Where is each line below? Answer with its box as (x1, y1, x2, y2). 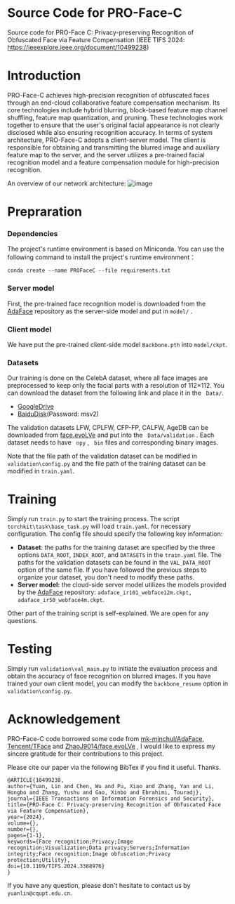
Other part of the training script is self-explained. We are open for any (7, 609, 209, 617)
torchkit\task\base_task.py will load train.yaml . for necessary (7, 522, 192, 531)
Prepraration (7, 204, 83, 220)
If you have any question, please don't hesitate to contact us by (7, 882, 191, 890)
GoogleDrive (17, 402, 54, 411)
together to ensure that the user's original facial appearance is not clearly (7, 121, 220, 129)
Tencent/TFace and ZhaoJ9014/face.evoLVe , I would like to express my (7, 742, 215, 751)
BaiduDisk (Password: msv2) (17, 410, 100, 419)
